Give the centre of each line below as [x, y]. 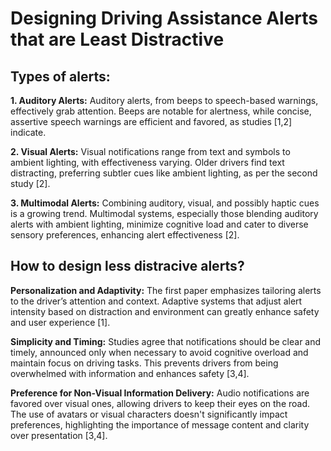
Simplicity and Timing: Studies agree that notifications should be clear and [166, 341]
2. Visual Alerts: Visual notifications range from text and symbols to [150, 151]
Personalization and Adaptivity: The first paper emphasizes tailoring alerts [166, 290]
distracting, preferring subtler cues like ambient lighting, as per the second [164, 173]
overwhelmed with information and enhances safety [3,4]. [130, 373]
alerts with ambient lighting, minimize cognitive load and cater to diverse [159, 224]
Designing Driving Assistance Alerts [164, 18]
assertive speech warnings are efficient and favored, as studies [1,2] [151, 121]
